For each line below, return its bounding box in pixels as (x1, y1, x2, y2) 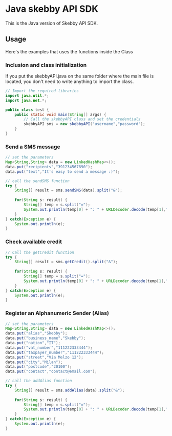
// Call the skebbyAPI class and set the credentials (24, 116, 141, 122)
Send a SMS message (5, 143, 60, 150)
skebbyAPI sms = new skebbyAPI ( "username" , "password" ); (24, 122, 145, 127)
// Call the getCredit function (5, 250, 74, 255)
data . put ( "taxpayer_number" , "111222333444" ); (5, 350, 104, 355)
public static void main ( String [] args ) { (14, 112, 106, 117)
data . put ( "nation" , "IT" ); (5, 341, 60, 346)
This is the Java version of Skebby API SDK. (5, 20, 98, 26)
